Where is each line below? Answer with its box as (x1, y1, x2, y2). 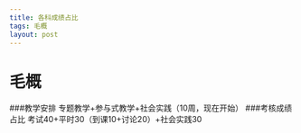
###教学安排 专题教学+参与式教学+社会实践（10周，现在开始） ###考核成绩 (9, 102, 293, 113)
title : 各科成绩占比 (9, 13, 79, 22)
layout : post (9, 30, 59, 39)
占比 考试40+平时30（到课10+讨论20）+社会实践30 (9, 114, 202, 125)
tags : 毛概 (9, 22, 48, 31)
